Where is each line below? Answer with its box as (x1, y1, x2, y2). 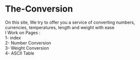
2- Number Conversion (5, 40, 52, 45)
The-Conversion (5, 3, 73, 15)
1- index (5, 35, 21, 41)
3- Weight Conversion (5, 45, 50, 51)
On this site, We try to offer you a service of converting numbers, (5, 19, 135, 25)
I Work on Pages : (5, 30, 40, 35)
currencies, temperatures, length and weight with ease (5, 24, 115, 30)
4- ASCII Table (5, 50, 35, 56)
